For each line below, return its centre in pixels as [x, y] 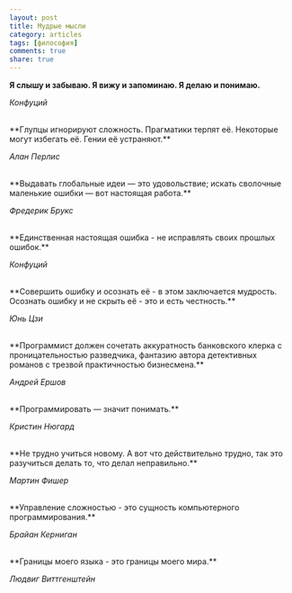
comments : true [38, 51]
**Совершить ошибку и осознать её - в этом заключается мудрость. [143, 292]
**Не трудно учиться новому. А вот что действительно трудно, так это [146, 454]
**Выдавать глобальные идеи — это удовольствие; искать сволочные [145, 184]
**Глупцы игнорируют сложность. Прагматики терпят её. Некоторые [144, 130]
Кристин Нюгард [42, 427]
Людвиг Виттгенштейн [53, 579]
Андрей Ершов [38, 382]
